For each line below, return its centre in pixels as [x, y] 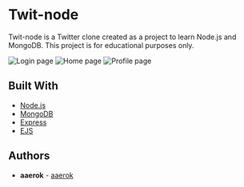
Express [33, 122]
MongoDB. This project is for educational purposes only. [101, 45]
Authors [29, 156]
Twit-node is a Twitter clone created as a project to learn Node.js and [122, 37]
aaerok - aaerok [46, 175]
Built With [33, 86]
